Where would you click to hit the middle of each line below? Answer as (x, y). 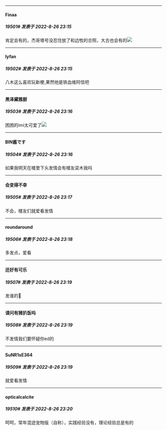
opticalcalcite (20, 397)
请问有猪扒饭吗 (20, 313)
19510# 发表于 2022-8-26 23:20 (39, 409)
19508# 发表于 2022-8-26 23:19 (39, 325)
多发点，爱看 (18, 253)
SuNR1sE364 (19, 355)
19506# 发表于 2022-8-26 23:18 (39, 239)
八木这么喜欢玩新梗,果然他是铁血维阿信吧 (47, 82)
